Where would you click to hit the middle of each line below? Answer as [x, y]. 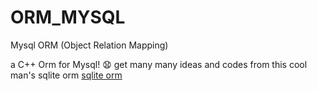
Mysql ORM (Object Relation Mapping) [89, 45]
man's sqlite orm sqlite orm [66, 75]
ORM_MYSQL [68, 17]
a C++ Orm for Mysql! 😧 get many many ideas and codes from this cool [159, 64]
